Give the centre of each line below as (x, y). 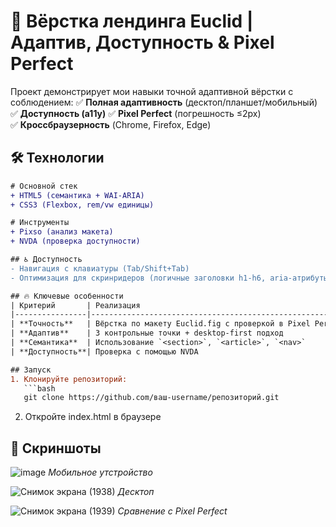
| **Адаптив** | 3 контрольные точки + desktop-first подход (147, 333)
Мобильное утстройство (100, 472)
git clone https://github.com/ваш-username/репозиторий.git (151, 398)
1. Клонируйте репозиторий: (69, 379)
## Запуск (31, 370)
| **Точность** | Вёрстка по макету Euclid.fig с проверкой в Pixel (160, 324)
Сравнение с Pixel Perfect (172, 511)
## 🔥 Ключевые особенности (67, 296)
